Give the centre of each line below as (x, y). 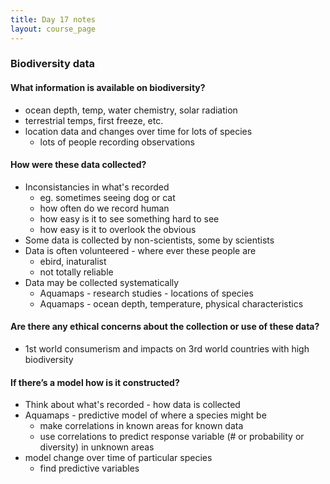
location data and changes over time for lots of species (138, 131)
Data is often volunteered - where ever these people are (140, 250)
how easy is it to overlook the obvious (118, 229)
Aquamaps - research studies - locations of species (146, 293)
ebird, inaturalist (73, 261)
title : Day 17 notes (53, 19)
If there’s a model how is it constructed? (95, 382)
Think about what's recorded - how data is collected (132, 405)
